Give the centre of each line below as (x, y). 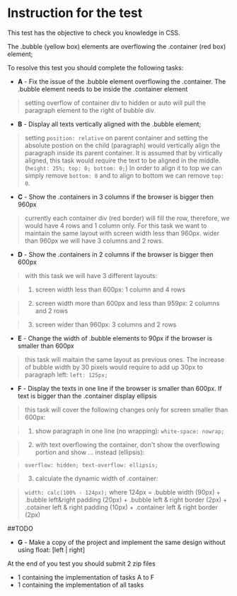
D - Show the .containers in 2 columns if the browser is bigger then (115, 254)
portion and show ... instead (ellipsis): (90, 452)
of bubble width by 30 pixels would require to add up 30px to (114, 367)
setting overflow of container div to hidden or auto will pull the (115, 103)
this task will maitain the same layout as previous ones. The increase (125, 359)
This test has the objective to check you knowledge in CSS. (94, 33)
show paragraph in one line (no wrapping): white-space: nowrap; (130, 431)
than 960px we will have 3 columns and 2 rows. (94, 241)
